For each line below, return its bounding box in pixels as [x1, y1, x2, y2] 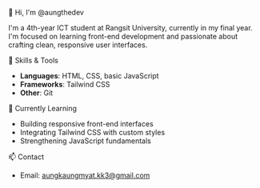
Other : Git [19, 88, 54, 98]
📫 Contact [8, 152, 44, 162]
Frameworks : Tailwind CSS [19, 80, 110, 89]
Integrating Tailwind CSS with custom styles [19, 128, 166, 137]
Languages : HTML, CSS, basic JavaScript [19, 71, 159, 80]
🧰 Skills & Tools [8, 56, 58, 65]
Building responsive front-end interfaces [19, 119, 154, 128]
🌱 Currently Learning [8, 104, 78, 113]
